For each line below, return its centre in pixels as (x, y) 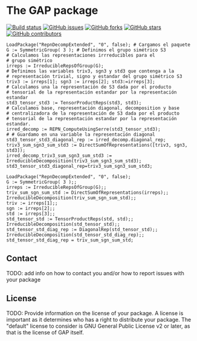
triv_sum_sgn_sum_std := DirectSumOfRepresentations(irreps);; (88, 193)
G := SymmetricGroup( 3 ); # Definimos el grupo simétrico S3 (86, 50)
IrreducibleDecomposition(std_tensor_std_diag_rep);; (76, 235)
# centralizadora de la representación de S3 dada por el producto (93, 113)
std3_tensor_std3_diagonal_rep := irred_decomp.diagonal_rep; (86, 139)
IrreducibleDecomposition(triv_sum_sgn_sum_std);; (71, 198)
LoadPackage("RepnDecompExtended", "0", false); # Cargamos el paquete (98, 45)
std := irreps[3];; (31, 214)
